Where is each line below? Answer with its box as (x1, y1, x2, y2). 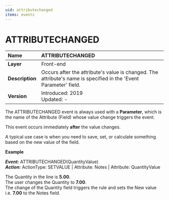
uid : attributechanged (5, 7, 53, 13)
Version (8, 93, 27, 100)
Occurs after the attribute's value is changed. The (41, 69, 158, 76)
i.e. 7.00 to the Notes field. (5, 190, 60, 196)
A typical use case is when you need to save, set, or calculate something (5, 134, 156, 140)
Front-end (41, 61, 66, 68)
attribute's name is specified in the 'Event (41, 75, 139, 82)
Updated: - (41, 96, 68, 103)
